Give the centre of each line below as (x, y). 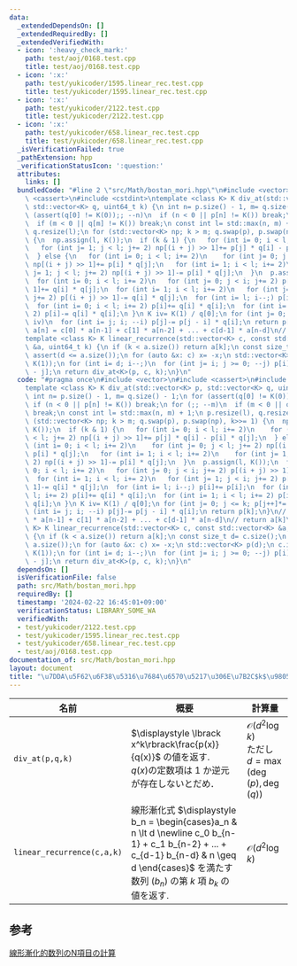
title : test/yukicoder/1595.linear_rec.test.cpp (116, 91)
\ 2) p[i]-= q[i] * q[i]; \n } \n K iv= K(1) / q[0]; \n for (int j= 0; (156, 314)
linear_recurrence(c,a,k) (68, 853)
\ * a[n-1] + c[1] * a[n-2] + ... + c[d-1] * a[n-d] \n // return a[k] (156, 520)
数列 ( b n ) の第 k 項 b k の (180, 882)
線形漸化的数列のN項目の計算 (63, 953)
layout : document (41, 668)
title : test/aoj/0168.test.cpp (83, 67)
